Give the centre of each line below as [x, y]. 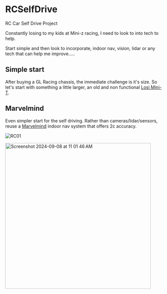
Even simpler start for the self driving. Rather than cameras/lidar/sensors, [81, 120]
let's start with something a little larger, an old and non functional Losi [77, 87]
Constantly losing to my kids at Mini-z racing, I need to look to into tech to [82, 33]
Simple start [25, 70]
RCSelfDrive [32, 9]
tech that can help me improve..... [40, 54]
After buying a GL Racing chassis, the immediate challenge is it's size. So [81, 81]
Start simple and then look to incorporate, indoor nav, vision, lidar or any [80, 48]
